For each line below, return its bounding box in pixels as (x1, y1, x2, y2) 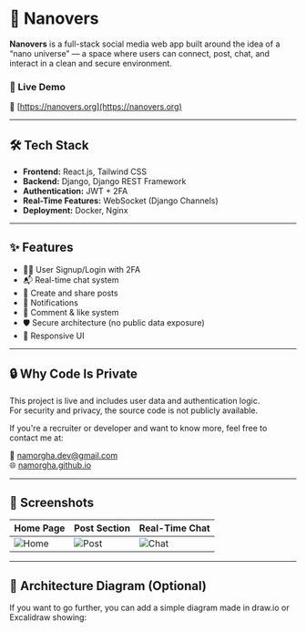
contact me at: (9, 432, 64, 443)
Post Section (74, 522, 130, 534)
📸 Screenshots (9, 495, 95, 511)
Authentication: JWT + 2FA (22, 186, 128, 197)
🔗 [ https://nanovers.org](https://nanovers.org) (9, 101, 182, 112)
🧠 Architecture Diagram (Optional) (9, 578, 207, 594)
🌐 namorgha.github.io (9, 460, 92, 471)
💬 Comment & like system (22, 306, 119, 317)
